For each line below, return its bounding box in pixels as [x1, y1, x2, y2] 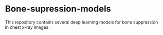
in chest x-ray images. [5, 24, 50, 30]
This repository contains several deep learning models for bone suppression [5, 19, 158, 25]
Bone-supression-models [5, 3, 111, 14]
